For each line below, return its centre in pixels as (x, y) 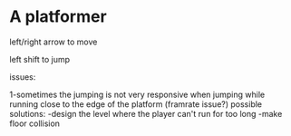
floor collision (35, 123)
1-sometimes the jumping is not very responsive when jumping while (137, 94)
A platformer (58, 17)
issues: (23, 77)
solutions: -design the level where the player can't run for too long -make (146, 113)
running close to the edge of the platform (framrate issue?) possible (136, 104)
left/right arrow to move (53, 42)
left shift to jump (40, 59)
